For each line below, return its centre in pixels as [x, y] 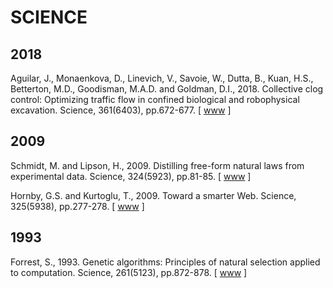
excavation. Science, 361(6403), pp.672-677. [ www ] [121, 110]
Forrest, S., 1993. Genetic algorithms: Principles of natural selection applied [165, 262]
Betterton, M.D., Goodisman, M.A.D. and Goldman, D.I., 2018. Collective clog [167, 89]
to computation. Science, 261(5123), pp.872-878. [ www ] [129, 272]
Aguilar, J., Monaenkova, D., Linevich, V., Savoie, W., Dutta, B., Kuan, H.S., [162, 78]
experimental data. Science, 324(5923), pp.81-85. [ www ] [131, 176]
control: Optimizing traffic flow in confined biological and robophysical [155, 99]
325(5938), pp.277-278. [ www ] [77, 206]
